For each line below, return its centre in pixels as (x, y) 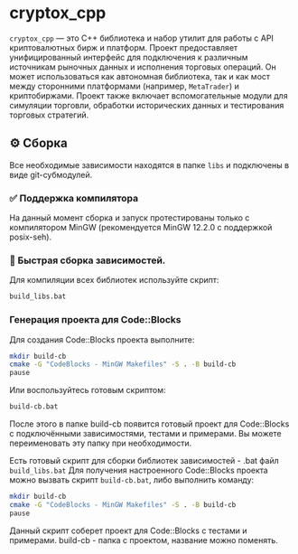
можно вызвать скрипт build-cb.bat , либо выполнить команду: (132, 480)
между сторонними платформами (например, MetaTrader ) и (124, 86)
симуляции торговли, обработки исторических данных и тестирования (147, 105)
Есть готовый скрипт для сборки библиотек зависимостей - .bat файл (144, 461)
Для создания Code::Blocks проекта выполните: (102, 339)
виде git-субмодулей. (51, 174)
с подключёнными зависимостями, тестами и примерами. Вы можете (145, 434)
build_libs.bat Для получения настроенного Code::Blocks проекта (139, 470)
